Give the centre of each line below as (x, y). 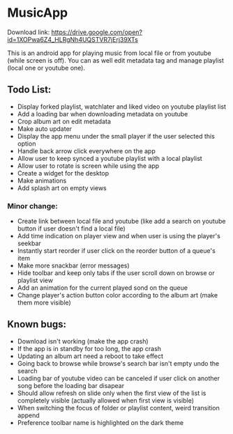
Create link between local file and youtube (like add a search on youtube (121, 222)
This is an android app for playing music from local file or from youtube (109, 53)
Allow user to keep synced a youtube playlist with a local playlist (110, 158)
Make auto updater (44, 129)
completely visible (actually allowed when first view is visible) (105, 400)
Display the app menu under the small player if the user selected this (116, 136)
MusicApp (38, 13)
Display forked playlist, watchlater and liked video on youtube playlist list (122, 107)
